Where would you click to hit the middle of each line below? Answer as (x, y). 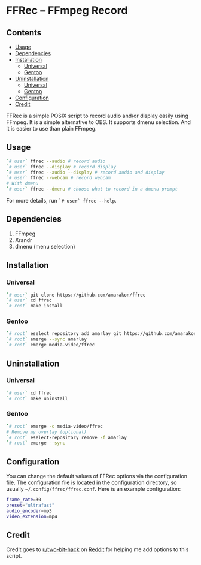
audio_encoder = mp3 (29, 511)
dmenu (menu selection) (45, 246)
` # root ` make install (34, 306)
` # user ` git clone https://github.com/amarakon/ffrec (76, 295)
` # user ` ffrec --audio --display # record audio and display (85, 172)
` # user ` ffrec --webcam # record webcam (59, 178)
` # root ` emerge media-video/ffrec (51, 345)
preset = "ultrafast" (31, 506)
